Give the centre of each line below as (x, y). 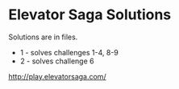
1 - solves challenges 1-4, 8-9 (69, 52)
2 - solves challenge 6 (57, 61)
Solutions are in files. (43, 37)
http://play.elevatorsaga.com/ (57, 76)
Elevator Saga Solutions (90, 15)
